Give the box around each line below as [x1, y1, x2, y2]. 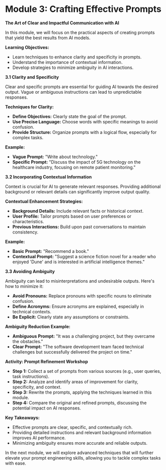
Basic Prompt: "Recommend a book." [12, 248, 89, 254]
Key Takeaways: [5, 414, 40, 420]
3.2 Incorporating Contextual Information [5, 174, 92, 179]
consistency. [12, 229, 39, 235]
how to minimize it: [5, 283, 44, 289]
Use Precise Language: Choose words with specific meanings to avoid [12, 118, 158, 124]
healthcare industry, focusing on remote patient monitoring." [12, 164, 136, 170]
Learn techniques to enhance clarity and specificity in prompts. [12, 54, 142, 60]
